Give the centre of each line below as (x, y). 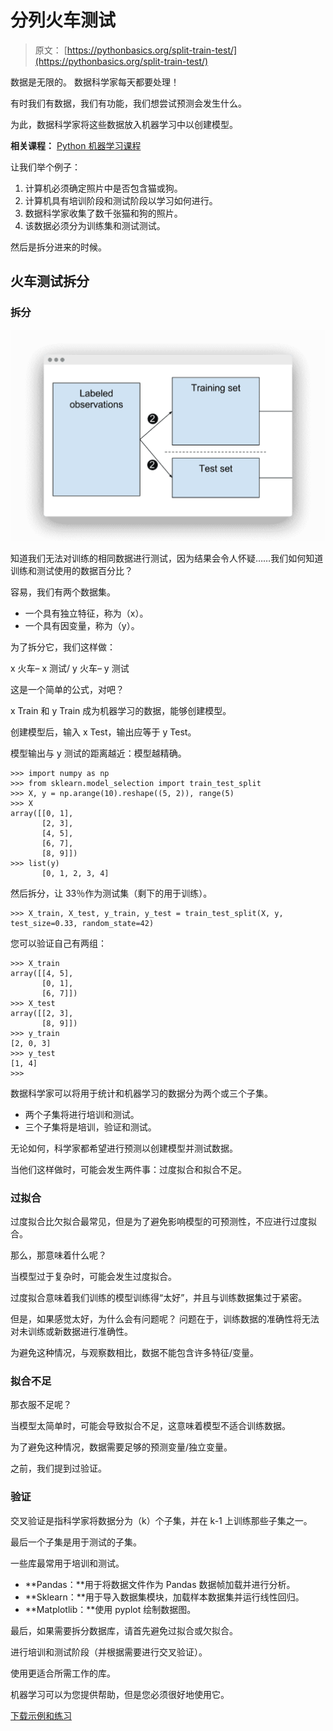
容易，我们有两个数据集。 (63, 592)
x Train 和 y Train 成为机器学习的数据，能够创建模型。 (121, 710)
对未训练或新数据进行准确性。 (71, 1331)
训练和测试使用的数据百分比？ (71, 570)
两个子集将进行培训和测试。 (82, 1114)
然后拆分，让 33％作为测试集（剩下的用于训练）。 (111, 893)
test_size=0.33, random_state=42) (82, 923)
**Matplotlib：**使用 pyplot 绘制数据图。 (110, 1609)
